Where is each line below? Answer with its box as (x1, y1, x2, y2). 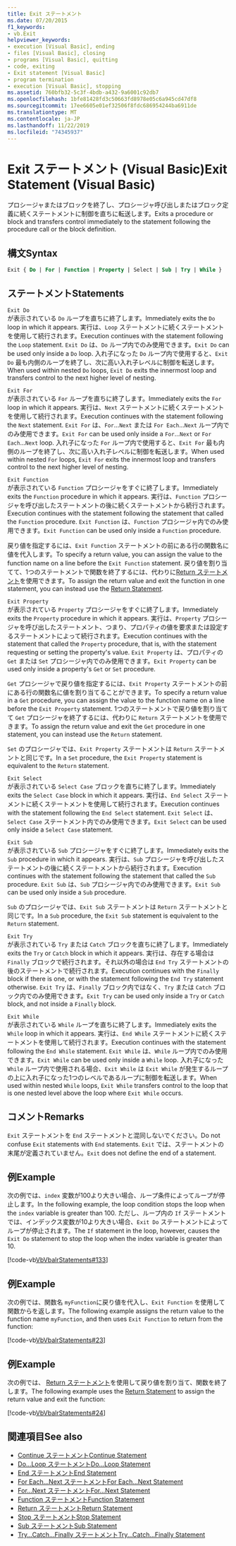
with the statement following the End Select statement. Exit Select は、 (7, 808, 217, 817)
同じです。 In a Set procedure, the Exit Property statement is (25, 753, 203, 762)
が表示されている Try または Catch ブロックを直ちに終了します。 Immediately (7, 940, 229, 948)
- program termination (7, 76, 74, 83)
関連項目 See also (7, 1431, 83, 1443)
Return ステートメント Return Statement (17, 1504, 133, 1512)
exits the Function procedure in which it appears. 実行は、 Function (7, 492, 201, 501)
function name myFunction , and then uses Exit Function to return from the (7, 1314, 223, 1324)
